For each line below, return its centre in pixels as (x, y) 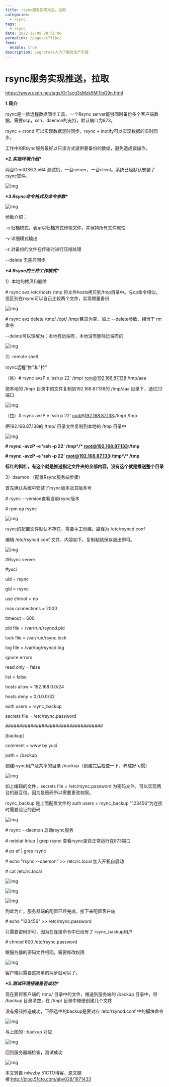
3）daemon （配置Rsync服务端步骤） (44, 477)
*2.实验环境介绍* (23, 159)
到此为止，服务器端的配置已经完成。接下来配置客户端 (60, 911)
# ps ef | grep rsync (26, 851)
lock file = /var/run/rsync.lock (36, 638)
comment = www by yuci (31, 746)
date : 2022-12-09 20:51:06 (33, 33)
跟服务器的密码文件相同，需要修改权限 (45, 952)
